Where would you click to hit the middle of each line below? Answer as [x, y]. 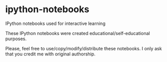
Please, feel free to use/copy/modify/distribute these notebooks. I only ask [84, 48]
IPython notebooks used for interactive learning [55, 23]
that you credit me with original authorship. [51, 54]
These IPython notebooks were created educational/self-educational [78, 33]
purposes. [16, 39]
